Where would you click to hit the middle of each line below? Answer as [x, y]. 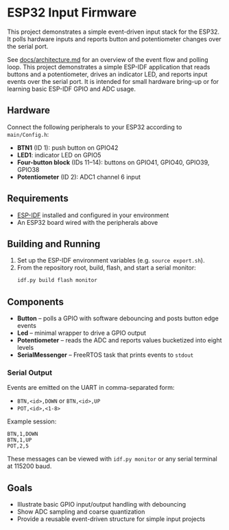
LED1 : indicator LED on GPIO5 [59, 155]
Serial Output [30, 373]
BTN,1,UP [20, 440]
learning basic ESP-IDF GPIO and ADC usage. [71, 89]
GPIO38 [28, 169]
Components [35, 301]
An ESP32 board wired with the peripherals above [87, 222]
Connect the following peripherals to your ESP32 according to [95, 127]
